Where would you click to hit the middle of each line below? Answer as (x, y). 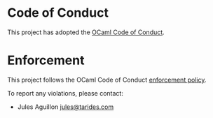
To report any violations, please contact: (66, 93)
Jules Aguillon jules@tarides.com (66, 107)
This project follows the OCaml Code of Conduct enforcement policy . (107, 80)
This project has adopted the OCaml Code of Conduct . (86, 32)
